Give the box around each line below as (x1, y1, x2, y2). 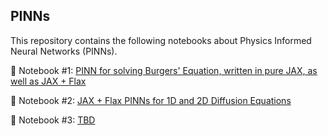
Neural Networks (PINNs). (10, 45, 118, 57)
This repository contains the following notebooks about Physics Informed (10, 34, 312, 46)
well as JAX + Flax (10, 75, 87, 87)
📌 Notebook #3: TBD (10, 114, 96, 126)
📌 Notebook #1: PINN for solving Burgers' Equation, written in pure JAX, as (10, 64, 318, 76)
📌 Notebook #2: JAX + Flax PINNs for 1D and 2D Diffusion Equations (10, 94, 292, 106)
